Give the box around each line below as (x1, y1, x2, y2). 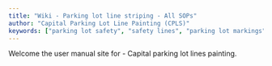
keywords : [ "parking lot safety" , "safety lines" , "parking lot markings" (8, 27, 266, 35)
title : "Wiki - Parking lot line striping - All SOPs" (8, 11, 198, 20)
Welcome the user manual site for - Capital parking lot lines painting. (8, 49, 237, 59)
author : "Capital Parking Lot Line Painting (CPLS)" (8, 19, 190, 27)
